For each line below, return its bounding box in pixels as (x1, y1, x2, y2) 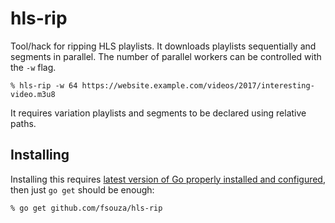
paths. (10, 117, 37, 129)
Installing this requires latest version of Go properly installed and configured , (10, 173, 326, 185)
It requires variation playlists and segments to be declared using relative (10, 107, 307, 119)
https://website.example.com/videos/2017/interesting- (81, 80, 315, 91)
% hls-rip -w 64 (10, 80, 78, 91)
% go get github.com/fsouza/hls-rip (10, 203, 163, 213)
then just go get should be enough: (10, 183, 155, 196)
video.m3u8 (10, 89, 56, 99)
